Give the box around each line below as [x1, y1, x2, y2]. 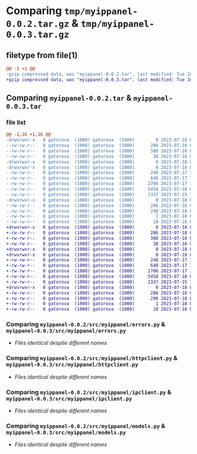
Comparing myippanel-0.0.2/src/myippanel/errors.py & [6, 320, 166, 328]
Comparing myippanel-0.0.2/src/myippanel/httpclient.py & [6, 354, 178, 362]
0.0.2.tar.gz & [6, 16, 79, 30]
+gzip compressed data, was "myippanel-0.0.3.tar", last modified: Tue [6, 76, 185, 83]
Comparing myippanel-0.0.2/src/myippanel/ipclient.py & [6, 388, 172, 396]
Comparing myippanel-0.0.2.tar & [6, 93, 132, 103]
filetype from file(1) [6, 50, 78, 60]
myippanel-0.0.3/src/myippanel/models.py [6, 429, 126, 436]
